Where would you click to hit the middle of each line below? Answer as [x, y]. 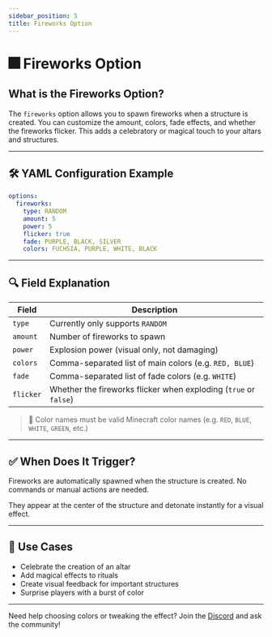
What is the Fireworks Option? [86, 94]
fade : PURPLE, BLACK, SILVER [72, 241]
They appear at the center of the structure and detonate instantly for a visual [136, 505]
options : [23, 196]
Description [155, 310]
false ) [62, 400]
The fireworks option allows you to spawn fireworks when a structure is [128, 114]
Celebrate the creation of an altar [75, 566]
